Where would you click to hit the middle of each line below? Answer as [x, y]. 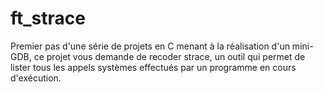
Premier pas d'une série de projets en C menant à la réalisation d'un [150, 46]
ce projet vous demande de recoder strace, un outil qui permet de [169, 56]
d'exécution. [36, 78]
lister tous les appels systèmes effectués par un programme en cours [153, 67]
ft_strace [48, 18]
